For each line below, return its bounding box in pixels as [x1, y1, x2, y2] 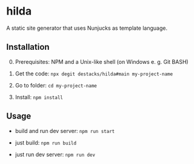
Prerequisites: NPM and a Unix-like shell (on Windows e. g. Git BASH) [15, 58, 189, 65]
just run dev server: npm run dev [15, 151, 96, 158]
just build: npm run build [15, 138, 77, 146]
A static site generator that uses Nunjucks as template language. [6, 24, 168, 32]
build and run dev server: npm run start [15, 127, 115, 134]
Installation [6, 42, 50, 52]
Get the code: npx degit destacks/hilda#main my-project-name [15, 70, 173, 77]
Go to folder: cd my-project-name [15, 81, 97, 89]
